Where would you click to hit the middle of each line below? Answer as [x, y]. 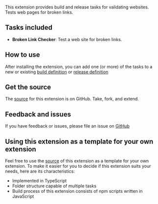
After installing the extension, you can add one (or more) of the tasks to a [79, 67]
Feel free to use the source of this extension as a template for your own [77, 161]
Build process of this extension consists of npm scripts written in [77, 191]
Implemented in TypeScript [39, 181]
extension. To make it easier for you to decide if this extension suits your [78, 166]
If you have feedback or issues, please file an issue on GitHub [67, 126]
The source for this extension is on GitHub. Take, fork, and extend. [72, 99]
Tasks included [29, 28]
